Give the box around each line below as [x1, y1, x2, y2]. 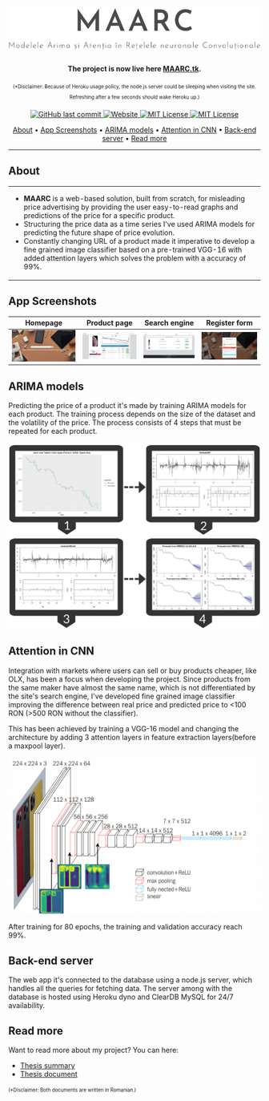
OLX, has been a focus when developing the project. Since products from [8, 674, 251, 684]
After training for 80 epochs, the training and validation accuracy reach [8, 922, 243, 932]
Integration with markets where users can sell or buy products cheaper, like [8, 666, 258, 675]
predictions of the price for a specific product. [23, 211, 175, 221]
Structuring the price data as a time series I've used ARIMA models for [23, 220, 255, 229]
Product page [86, 318, 134, 328]
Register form [206, 318, 254, 328]
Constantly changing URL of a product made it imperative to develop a [23, 237, 255, 246]
